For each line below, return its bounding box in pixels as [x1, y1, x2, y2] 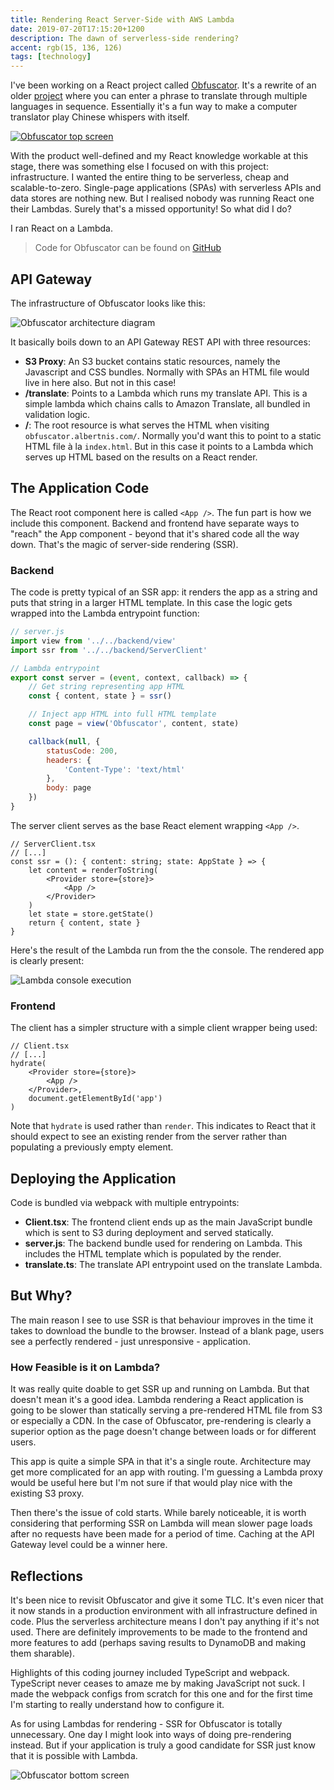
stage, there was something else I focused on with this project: [10, 161, 269, 173]
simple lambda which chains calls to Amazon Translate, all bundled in [24, 397, 311, 410]
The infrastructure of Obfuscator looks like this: [10, 297, 206, 309]
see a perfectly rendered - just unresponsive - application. [10, 1335, 252, 1347]
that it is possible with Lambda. [10, 1749, 138, 1761]
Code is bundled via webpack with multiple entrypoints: [10, 1197, 240, 1209]
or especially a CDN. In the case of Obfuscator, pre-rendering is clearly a [10, 1415, 312, 1427]
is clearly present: [10, 954, 85, 966]
